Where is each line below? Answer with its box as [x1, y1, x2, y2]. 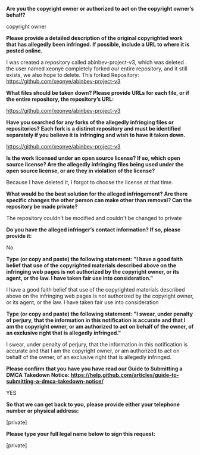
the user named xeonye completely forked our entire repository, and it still [6, 65, 187, 72]
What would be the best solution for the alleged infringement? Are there [6, 190, 188, 197]
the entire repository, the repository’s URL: [6, 95, 114, 103]
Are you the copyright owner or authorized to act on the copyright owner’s [6, 5, 194, 12]
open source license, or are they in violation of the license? [6, 167, 155, 174]
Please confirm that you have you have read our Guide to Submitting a [6, 365, 183, 372]
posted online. [6, 47, 43, 54]
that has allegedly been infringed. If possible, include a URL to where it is [6, 41, 190, 48]
